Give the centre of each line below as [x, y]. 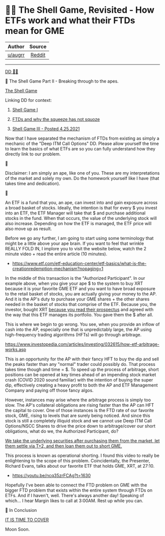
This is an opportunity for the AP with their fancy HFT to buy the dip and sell [82, 359]
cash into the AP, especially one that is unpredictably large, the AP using [78, 329]
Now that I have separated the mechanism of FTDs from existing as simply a [82, 138]
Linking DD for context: [28, 100]
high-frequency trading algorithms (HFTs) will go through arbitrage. [73, 334]
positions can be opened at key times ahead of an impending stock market [81, 374]
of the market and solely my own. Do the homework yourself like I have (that [82, 178]
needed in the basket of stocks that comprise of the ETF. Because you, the [81, 304]
